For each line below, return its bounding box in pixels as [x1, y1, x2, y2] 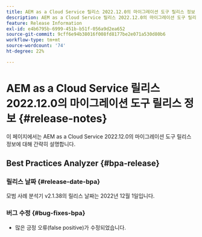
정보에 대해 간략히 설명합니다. [6, 140, 76, 148]
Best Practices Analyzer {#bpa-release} [6, 158, 160, 169]
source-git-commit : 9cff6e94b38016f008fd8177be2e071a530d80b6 [6, 31, 166, 37]
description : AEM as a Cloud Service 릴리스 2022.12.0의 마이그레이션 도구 [6, 15, 186, 21]
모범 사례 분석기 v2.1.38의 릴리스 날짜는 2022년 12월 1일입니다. [6, 192, 155, 200]
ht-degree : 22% [6, 48, 45, 54]
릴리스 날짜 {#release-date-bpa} [6, 178, 101, 186]
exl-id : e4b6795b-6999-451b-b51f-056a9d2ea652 [6, 25, 125, 32]
